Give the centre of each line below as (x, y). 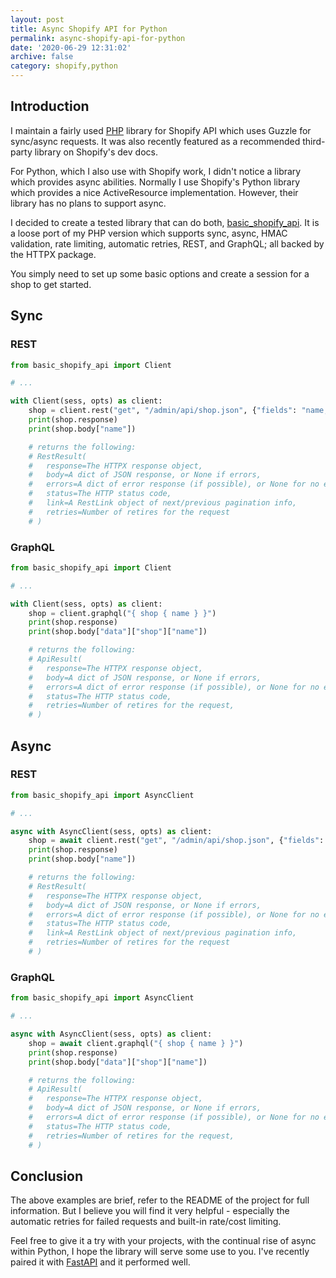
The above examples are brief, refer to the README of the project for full (160, 1200)
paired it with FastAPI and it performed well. (100, 1262)
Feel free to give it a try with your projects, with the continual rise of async (163, 1241)
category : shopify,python (64, 66)
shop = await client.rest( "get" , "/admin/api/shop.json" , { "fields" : (176, 841)
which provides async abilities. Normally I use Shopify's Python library (155, 182)
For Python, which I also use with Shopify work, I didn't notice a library (156, 171)
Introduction (50, 106)
